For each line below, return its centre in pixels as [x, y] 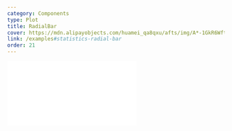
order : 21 [21, 45]
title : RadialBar [32, 26]
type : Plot [23, 20]
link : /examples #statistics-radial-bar [65, 39]
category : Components [38, 13]
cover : [17, 33]
